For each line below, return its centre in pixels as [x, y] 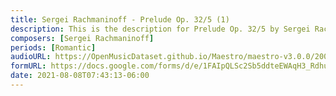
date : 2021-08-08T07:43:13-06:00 [80, 76]
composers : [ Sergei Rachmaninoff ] [82, 38]
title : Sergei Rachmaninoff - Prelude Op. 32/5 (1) [120, 19]
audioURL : [31, 57]
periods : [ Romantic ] [53, 47]
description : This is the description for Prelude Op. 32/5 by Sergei [160, 29]
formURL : [28, 66]
